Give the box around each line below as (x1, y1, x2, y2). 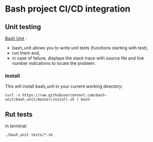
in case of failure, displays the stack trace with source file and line (12, 55, 144, 61)
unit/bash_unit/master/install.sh (5, 97, 75, 102)
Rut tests (5, 110, 33, 118)
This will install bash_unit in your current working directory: (5, 83, 123, 89)
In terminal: (5, 123, 28, 129)
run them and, (12, 50, 40, 56)
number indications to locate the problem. (12, 61, 96, 66)
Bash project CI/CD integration (5, 3, 131, 15)
